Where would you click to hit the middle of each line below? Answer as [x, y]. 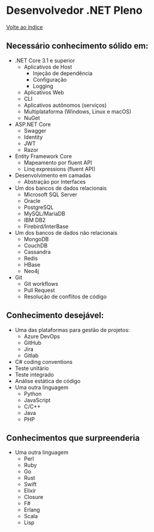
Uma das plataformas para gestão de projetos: [72, 330]
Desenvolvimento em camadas [53, 175]
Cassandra [37, 252]
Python [33, 393]
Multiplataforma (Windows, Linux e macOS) [78, 111]
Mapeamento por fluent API [58, 162]
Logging [43, 86]
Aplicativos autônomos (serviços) [65, 105]
